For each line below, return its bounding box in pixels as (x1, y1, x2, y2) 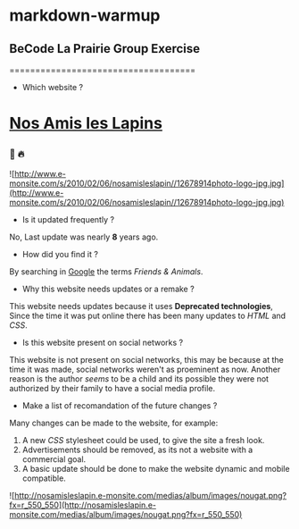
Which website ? (21, 82, 83, 92)
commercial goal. (21, 453, 87, 465)
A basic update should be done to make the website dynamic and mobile (21, 463, 290, 474)
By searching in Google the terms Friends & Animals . (9, 265, 203, 277)
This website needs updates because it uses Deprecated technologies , (9, 300, 274, 311)
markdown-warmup (9, 5, 161, 26)
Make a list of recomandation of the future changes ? (21, 399, 218, 411)
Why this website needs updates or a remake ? (21, 283, 195, 294)
